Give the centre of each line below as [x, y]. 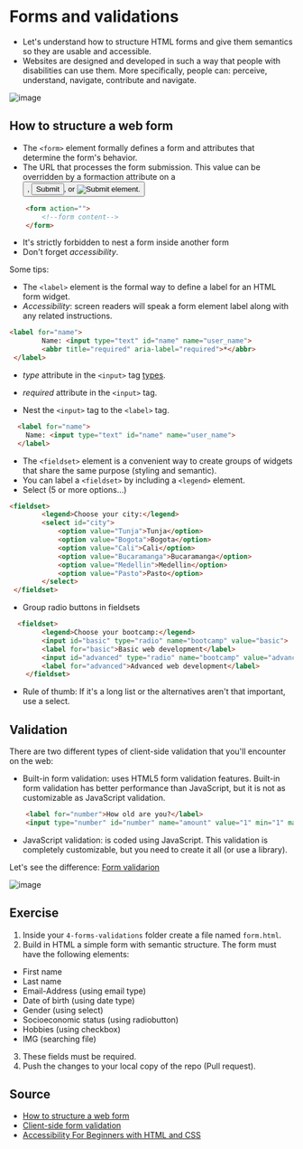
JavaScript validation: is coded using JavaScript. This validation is [145, 840]
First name [42, 971]
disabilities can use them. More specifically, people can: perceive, [145, 71]
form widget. [46, 297]
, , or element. [83, 188]
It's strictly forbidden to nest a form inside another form [126, 242]
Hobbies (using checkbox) [72, 1029]
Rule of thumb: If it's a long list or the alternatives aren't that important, [154, 692]
